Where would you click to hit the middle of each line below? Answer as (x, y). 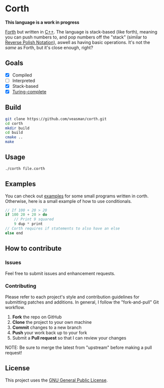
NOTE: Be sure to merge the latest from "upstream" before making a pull (79, 347)
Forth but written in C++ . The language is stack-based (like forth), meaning (81, 32)
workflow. (15, 307)
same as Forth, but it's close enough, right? (49, 47)
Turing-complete (29, 91)
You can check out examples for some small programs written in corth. (77, 196)
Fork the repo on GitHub (37, 317)
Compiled (22, 75)
